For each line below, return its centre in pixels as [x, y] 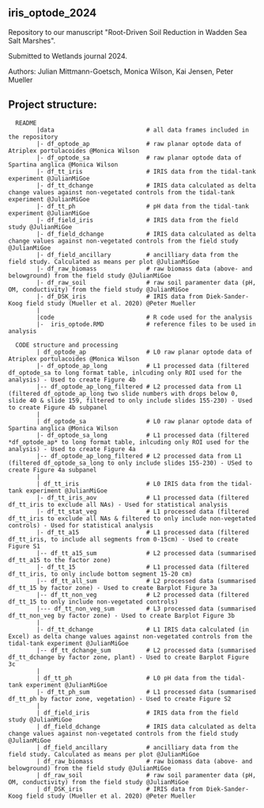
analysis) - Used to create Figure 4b [72, 380]
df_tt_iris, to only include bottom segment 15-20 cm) [100, 574]
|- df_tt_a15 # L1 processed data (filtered [143, 532]
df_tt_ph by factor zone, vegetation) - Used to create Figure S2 [120, 699]
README [26, 123]
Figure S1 [25, 546]
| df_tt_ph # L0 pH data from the [129, 678]
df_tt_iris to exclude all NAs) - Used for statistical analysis [118, 504]
